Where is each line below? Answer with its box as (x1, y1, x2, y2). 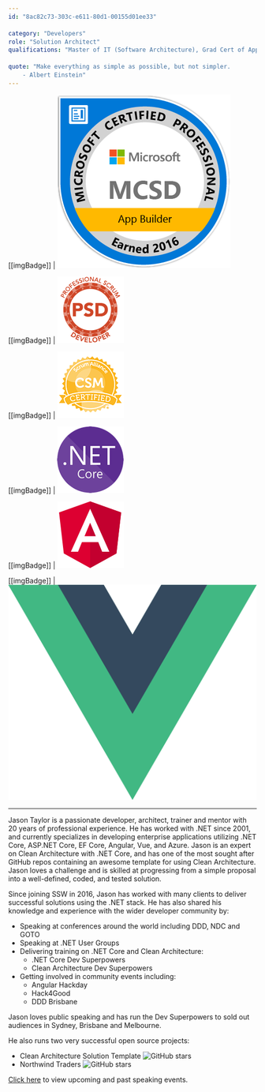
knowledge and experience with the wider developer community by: (8, 906, 230, 916)
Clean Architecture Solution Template (19, 1051, 142, 1061)
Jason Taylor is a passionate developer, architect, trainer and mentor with (8, 816, 247, 825)
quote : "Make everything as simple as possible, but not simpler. (8, 63, 231, 71)
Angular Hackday (31, 980, 88, 990)
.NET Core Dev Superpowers (31, 955, 126, 965)
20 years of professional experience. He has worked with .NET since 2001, (8, 824, 251, 833)
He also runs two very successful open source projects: (8, 1036, 190, 1045)
